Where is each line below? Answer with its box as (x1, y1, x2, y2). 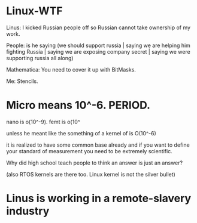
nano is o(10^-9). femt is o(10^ (6, 118, 81, 125)
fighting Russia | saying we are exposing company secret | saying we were (6, 48, 190, 55)
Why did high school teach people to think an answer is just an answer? (6, 159, 183, 166)
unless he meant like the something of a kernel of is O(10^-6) (6, 129, 157, 137)
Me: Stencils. (6, 78, 38, 85)
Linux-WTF (6, 4, 63, 18)
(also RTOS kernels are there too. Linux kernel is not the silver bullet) (6, 171, 175, 178)
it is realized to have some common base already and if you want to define (6, 141, 190, 148)
